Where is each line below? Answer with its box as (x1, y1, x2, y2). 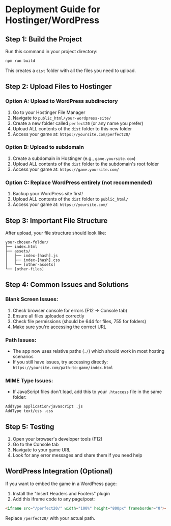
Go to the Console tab (12, 441, 59, 448)
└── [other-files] (5, 266, 44, 271)
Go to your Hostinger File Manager (12, 109, 85, 116)
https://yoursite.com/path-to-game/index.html (12, 365, 113, 370)
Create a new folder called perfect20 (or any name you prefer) (12, 120, 144, 126)
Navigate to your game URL (12, 447, 71, 453)
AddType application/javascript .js (5, 404, 83, 409)
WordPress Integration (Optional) (5, 467, 113, 476)
